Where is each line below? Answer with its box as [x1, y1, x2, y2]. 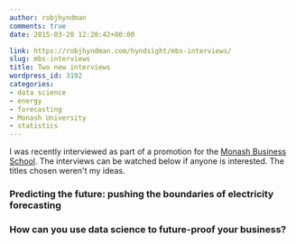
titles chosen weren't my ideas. [9, 166, 125, 176]
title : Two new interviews [9, 63, 111, 72]
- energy [9, 96, 42, 105]
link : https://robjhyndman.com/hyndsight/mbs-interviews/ [9, 46, 232, 55]
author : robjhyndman [9, 13, 88, 23]
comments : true [9, 22, 67, 31]
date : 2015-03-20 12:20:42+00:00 [9, 30, 135, 39]
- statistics [9, 122, 59, 131]
